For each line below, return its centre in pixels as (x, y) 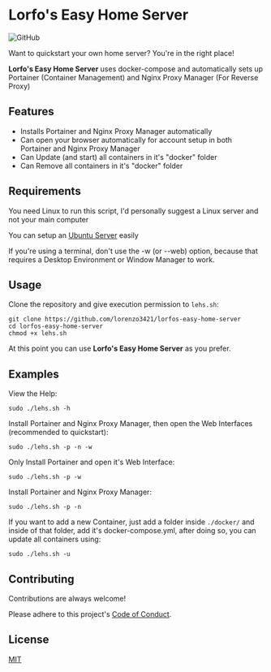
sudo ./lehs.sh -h (39, 409)
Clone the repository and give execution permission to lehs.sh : (114, 304)
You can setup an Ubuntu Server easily (74, 235)
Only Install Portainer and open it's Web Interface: (92, 462)
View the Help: (33, 394)
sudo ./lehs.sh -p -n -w (50, 447)
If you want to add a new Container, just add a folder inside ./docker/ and (131, 522)
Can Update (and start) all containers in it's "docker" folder (118, 157)
